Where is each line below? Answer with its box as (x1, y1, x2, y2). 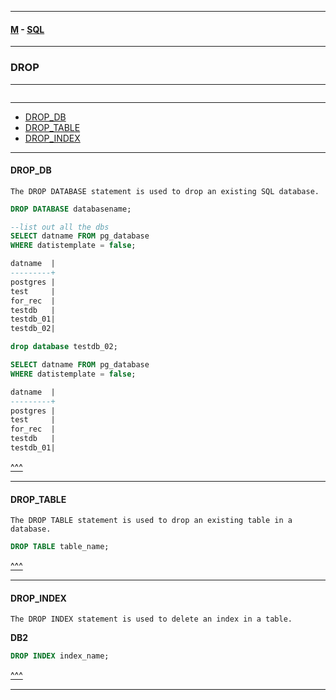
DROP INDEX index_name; (10, 651, 110, 661)
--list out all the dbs (10, 222, 110, 232)
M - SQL (10, 23, 45, 35)
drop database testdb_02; (10, 342, 118, 352)
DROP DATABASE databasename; (10, 204, 132, 214)
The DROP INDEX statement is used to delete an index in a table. (10, 614, 293, 625)
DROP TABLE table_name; (10, 542, 110, 552)
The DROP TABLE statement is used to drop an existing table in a (10, 516, 293, 526)
